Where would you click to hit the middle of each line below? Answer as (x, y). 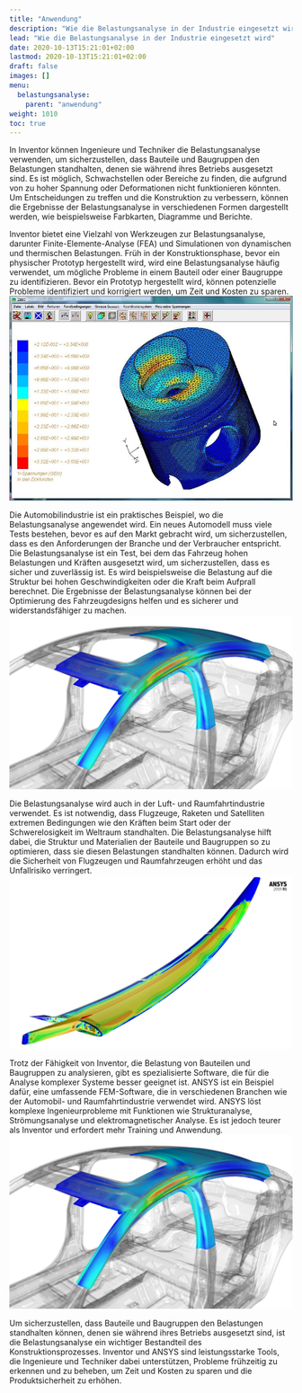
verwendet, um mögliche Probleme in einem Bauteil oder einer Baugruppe (146, 272)
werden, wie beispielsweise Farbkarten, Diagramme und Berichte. (131, 217)
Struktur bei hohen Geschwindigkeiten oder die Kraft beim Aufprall (133, 582)
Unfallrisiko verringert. (51, 871)
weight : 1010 (34, 114)
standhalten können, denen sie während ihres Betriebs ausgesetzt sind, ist (147, 1332)
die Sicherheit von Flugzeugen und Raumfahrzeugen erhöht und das (136, 861)
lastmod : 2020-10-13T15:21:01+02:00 (78, 57)
